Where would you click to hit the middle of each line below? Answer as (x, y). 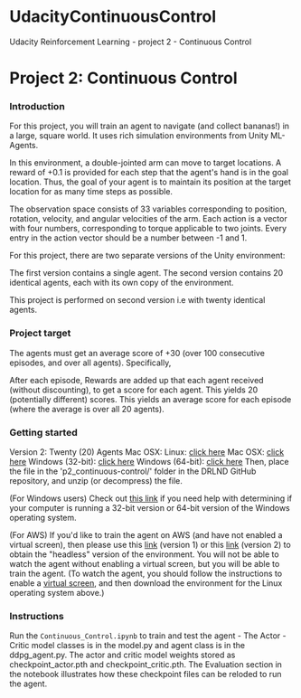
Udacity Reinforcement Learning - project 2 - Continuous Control (131, 42)
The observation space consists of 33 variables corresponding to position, (148, 209)
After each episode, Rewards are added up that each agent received (136, 380)
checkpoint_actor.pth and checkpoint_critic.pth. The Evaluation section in (146, 665)
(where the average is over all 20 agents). (87, 409)
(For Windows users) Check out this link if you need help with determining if (150, 498)
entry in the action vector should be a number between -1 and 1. (128, 238)
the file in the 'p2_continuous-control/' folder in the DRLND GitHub (133, 471)
